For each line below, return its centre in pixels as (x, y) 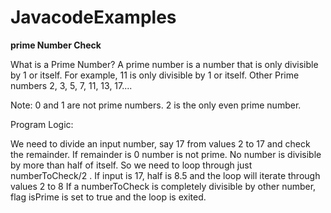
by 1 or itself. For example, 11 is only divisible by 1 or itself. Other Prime (155, 75)
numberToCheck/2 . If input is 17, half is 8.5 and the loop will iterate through (165, 175)
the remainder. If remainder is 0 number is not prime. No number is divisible (166, 154)
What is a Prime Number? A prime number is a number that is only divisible (164, 64)
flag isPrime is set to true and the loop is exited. (108, 197)
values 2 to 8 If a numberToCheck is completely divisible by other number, (163, 186)
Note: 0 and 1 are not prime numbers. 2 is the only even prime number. (156, 105)
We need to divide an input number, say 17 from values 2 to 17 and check (160, 143)
